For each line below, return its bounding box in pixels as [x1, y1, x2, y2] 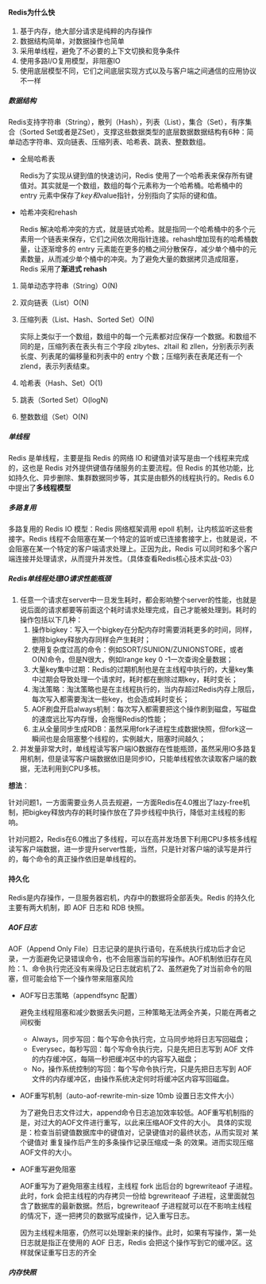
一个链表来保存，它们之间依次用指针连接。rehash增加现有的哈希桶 [33, 234, 252, 244]
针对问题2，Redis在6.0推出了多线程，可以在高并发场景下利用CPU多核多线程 [8, 835, 258, 844]
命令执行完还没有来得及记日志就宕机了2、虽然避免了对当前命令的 [31, 964, 245, 974]
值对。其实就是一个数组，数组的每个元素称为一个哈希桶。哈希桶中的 [19, 181, 243, 191]
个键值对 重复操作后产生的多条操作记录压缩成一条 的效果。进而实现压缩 [19, 1138, 254, 1147]
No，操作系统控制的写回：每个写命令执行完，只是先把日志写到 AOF [31, 1064, 253, 1074]
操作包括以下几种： [19, 615, 83, 625]
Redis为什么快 [8, 7, 56, 17]
